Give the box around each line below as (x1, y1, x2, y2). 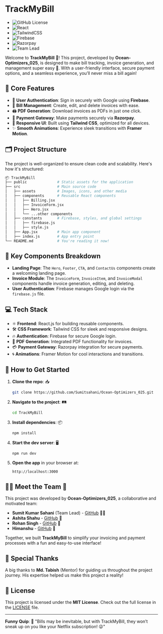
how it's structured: (5, 166, 44, 172)
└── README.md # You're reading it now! (5, 238, 110, 244)
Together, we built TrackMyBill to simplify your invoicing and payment (5, 535, 146, 541)
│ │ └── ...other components (5, 211, 73, 216)
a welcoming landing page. (12, 270, 66, 276)
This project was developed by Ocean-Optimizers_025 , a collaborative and (5, 495, 157, 501)
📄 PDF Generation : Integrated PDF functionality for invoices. (12, 339, 133, 345)
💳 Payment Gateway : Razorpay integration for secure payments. (12, 344, 144, 350)
